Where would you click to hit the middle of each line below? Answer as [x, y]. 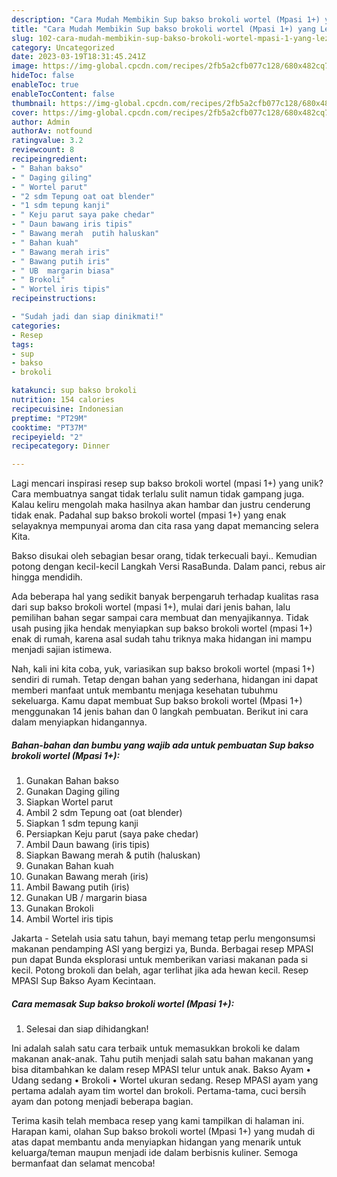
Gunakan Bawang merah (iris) [87, 877]
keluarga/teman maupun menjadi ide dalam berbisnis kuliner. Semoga [155, 1153]
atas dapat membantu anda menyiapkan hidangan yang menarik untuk [156, 1142]
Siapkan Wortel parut [69, 802]
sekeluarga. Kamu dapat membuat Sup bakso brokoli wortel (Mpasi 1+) [157, 701]
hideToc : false [43, 76]
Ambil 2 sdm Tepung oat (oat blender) [104, 813]
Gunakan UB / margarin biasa [86, 898]
